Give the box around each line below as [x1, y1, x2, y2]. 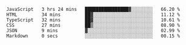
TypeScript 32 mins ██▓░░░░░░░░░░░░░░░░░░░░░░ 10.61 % [6, 17, 181, 23]
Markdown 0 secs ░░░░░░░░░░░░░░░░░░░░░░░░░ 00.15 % [6, 33, 181, 39]
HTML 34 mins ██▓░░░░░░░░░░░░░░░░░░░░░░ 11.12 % [6, 12, 181, 18]
